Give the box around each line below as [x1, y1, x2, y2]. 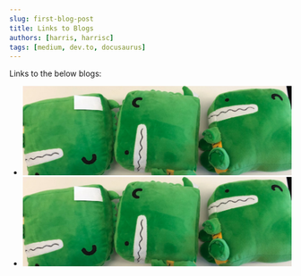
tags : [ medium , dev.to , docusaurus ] [9, 43, 146, 52]
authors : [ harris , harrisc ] [9, 33, 115, 42]
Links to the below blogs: [9, 68, 102, 79]
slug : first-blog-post [9, 14, 94, 23]
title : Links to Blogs [9, 23, 94, 33]
